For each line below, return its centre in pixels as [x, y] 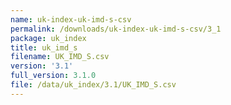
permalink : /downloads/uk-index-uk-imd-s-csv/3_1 [116, 29]
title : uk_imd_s [44, 47]
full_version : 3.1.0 [53, 76]
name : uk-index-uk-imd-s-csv [71, 19]
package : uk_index [48, 38]
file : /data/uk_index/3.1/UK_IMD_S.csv [93, 85]
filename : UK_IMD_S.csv [60, 57]
